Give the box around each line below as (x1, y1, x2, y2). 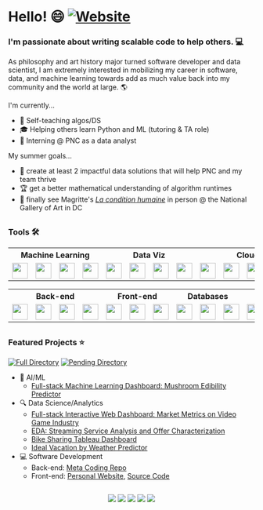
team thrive (19, 175, 57, 184)
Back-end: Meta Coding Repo (31, 463, 127, 472)
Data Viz (132, 250, 166, 260)
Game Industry (31, 418, 80, 428)
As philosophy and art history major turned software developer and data (8, 57, 241, 67)
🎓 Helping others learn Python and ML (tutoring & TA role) (19, 125, 210, 134)
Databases (187, 291, 229, 302)
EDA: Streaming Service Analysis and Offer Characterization (31, 426, 225, 435)
